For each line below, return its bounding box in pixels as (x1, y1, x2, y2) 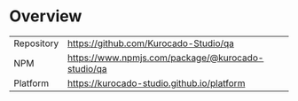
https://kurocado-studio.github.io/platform (67, 77, 246, 89)
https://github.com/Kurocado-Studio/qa (67, 37, 235, 50)
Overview (9, 6, 82, 27)
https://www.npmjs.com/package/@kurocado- (67, 51, 264, 64)
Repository (13, 37, 59, 50)
